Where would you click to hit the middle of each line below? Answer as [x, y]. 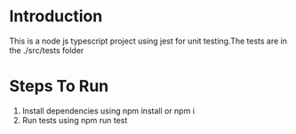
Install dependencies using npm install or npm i [108, 110]
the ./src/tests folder [47, 50]
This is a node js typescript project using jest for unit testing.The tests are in [148, 41]
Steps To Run [59, 87]
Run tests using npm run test [75, 120]
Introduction [56, 16]
